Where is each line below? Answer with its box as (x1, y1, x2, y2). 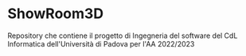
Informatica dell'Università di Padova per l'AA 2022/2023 (7, 39, 195, 48)
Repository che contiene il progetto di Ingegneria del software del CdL (7, 31, 238, 40)
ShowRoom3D (7, 5, 104, 23)
